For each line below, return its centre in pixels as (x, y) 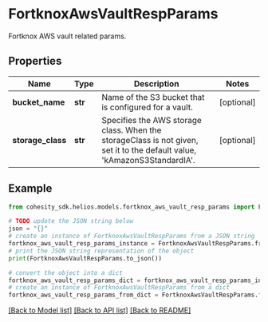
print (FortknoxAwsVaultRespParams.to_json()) (85, 258)
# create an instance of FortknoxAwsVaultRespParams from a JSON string (132, 237)
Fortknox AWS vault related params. (67, 36)
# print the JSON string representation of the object (101, 251)
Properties (35, 61)
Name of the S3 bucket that (153, 97)
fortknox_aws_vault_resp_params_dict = (75, 280)
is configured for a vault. (147, 107)
